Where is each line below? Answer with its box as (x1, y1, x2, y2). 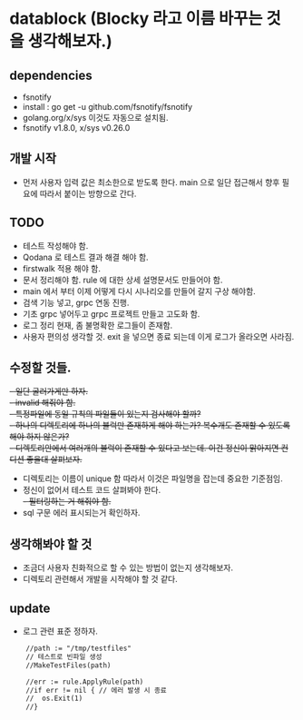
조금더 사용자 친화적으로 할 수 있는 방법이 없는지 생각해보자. (22, 562, 234, 573)
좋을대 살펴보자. (25, 454, 83, 465)
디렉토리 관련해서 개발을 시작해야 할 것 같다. (22, 574, 179, 585)
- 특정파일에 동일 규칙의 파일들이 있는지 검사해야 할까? (9, 409, 201, 419)
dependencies (9, 67, 93, 83)
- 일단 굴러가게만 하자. (9, 386, 89, 397)
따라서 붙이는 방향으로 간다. (39, 188, 137, 199)
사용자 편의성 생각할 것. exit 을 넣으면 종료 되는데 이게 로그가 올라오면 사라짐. (22, 330, 295, 341)
